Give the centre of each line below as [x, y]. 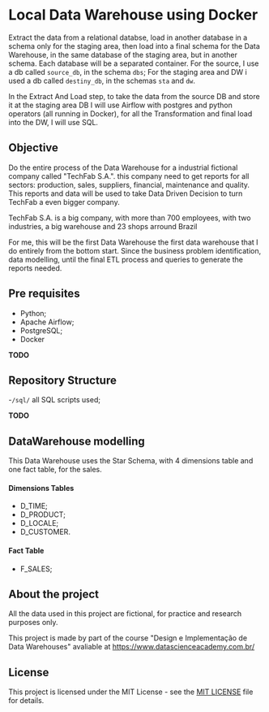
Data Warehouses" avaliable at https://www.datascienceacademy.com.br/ [132, 647]
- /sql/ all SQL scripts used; [55, 400]
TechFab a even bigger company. [64, 202]
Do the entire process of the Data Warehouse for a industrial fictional [123, 167]
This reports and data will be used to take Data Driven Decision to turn [126, 193]
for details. [26, 701]
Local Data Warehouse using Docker [133, 15]
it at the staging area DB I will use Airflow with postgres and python [120, 105]
